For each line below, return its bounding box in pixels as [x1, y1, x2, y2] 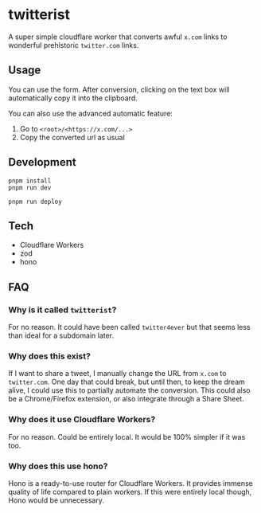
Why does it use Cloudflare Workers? [8, 414, 156, 425]
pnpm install [8, 177, 52, 185]
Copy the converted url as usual [19, 132, 125, 142]
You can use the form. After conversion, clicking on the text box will [8, 84, 230, 94]
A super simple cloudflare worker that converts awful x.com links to [8, 32, 228, 41]
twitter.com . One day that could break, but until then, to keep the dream [8, 377, 245, 387]
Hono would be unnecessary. [8, 495, 105, 505]
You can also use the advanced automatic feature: [8, 108, 173, 118]
